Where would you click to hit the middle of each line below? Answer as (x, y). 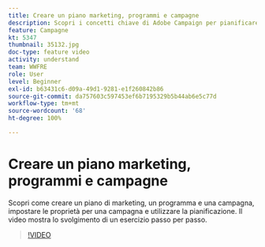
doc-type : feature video (49, 52)
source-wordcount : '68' (47, 111)
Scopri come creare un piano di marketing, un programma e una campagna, (131, 203)
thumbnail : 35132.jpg (44, 45)
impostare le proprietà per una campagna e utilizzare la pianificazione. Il (125, 211)
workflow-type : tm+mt (44, 103)
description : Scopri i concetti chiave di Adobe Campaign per (112, 23)
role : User (26, 74)
